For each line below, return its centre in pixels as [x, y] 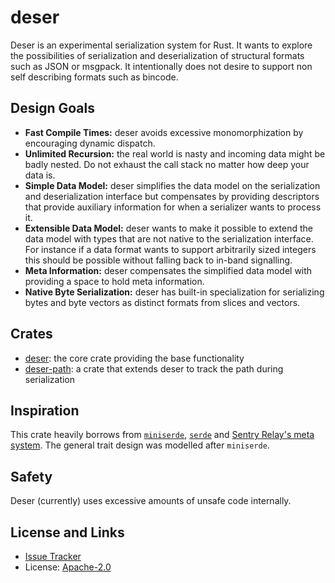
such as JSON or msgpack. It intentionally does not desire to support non [161, 66]
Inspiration [45, 410]
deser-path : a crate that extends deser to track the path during [154, 368]
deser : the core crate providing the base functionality [134, 358]
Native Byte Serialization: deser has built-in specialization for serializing [174, 292]
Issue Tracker [53, 556]
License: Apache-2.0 [68, 567]
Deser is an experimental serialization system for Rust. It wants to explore [161, 45]
